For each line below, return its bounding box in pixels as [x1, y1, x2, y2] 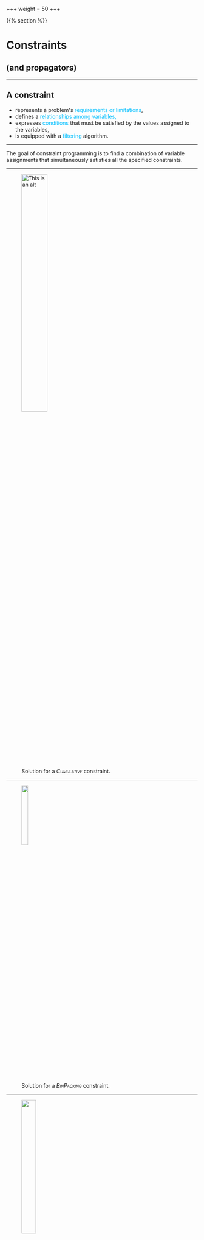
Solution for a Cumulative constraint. [21, 767, 110, 775]
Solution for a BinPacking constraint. [21, 1082, 110, 1089]
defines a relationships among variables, [15, 113, 117, 120]
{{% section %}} [6, 17, 47, 24]
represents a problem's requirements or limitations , [15, 106, 143, 113]
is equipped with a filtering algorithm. [15, 132, 109, 139]
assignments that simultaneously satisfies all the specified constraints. [6, 156, 183, 163]
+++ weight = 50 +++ [6, 5, 61, 12]
